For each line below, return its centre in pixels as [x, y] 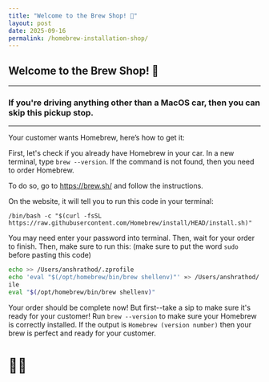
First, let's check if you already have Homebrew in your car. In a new [121, 153]
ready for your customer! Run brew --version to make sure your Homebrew [133, 316]
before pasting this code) [50, 255]
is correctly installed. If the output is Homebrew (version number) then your [130, 324]
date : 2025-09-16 [37, 30]
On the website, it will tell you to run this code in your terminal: [111, 201]
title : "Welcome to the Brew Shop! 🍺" [73, 16]
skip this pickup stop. [51, 112]
